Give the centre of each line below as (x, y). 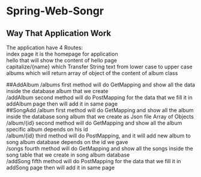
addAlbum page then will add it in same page (62, 104)
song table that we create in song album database (68, 155)
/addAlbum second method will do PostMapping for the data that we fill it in (100, 97)
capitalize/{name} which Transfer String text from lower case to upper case (100, 67)
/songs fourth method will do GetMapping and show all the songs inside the (100, 148)
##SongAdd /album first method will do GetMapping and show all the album (100, 110)
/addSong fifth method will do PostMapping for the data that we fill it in (94, 161)
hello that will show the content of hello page (61, 60)
